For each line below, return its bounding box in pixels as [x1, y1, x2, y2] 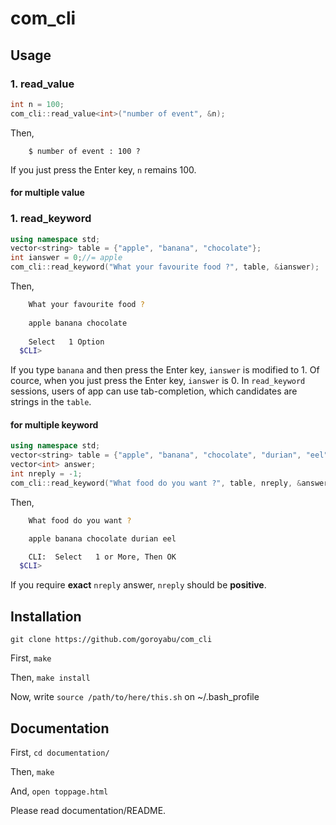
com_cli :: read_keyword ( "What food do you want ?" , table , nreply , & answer [10, 478, 329, 488]
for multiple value [10, 187, 85, 199]
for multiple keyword [10, 418, 99, 431]
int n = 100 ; [10, 99, 65, 109]
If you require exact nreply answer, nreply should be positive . [10, 579, 267, 591]
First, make [10, 652, 52, 664]
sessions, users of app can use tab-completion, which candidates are [10, 385, 298, 397]
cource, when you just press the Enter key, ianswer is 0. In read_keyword [10, 375, 306, 387]
